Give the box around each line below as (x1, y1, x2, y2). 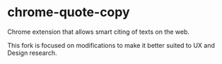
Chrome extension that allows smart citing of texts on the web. (7, 27, 189, 36)
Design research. (7, 49, 57, 57)
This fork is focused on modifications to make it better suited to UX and (7, 41, 216, 49)
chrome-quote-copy (7, 4, 130, 20)
